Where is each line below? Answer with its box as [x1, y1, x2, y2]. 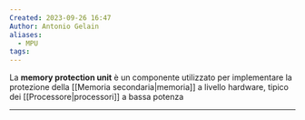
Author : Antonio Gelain [9, 22, 100, 31]
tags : [9, 47, 30, 56]
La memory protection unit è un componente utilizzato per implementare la [9, 72, 292, 83]
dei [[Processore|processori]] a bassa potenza [9, 92, 184, 103]
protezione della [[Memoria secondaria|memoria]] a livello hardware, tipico [9, 82, 289, 93]
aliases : [9, 30, 43, 39]
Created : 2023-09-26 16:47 [9, 13, 112, 23]
